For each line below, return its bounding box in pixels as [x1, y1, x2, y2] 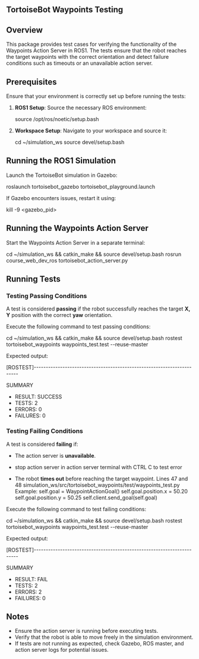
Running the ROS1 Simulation [6, 156, 116, 166]
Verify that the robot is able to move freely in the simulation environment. [14, 633, 194, 641]
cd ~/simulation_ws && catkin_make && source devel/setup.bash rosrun [6, 251, 182, 258]
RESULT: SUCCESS [14, 393, 62, 400]
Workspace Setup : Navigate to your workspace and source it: [14, 127, 168, 134]
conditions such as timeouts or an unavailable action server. [6, 59, 153, 67]
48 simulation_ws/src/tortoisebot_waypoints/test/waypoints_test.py [14, 481, 180, 489]
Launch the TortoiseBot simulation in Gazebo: [6, 172, 118, 179]
